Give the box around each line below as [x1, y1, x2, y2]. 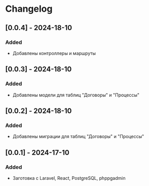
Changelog [5, 3, 53, 15]
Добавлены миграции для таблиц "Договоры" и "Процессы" [12, 134, 144, 140]
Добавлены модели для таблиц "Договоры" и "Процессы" [12, 92, 140, 98]
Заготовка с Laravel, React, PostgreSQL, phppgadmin [12, 175, 126, 181]
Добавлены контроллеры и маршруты [12, 50, 96, 56]
